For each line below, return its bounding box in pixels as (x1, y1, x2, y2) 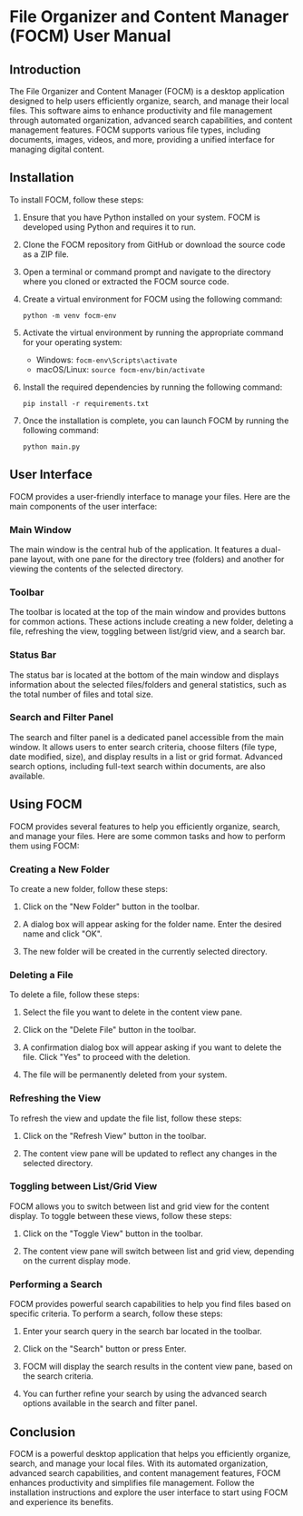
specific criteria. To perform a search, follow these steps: (9, 1308, 224, 1319)
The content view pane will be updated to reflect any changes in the (22, 1147, 278, 1159)
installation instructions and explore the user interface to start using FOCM (9, 1487, 288, 1498)
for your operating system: (22, 336, 122, 347)
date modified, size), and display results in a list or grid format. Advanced (9, 751, 283, 762)
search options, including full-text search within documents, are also (9, 760, 266, 771)
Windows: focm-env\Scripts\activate (35, 354, 178, 365)
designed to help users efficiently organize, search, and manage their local (9, 95, 289, 106)
